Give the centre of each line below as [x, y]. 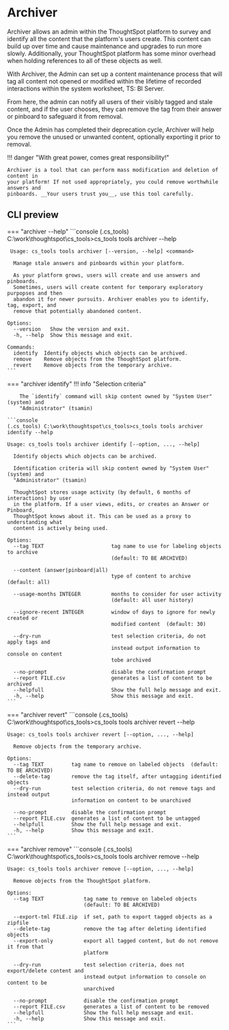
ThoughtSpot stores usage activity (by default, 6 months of [102, 492]
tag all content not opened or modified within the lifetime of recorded [104, 81]
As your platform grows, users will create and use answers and [107, 275]
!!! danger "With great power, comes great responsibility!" [88, 157]
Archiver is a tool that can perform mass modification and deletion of [113, 170]
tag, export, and [32, 305]
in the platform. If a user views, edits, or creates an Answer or [111, 504]
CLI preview [33, 215]
